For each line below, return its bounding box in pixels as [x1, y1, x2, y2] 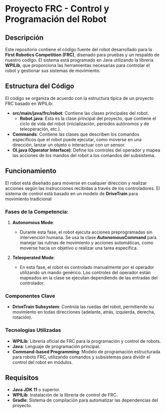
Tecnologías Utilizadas [5, 327, 61, 333]
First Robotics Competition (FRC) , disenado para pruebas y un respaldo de [5, 52, 160, 58]
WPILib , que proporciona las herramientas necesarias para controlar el [5, 63, 150, 68]
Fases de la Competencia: [5, 208, 69, 215]
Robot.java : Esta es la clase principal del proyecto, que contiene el [19, 115, 157, 121]
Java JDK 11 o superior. [12, 387, 60, 393]
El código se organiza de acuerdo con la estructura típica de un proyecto [5, 95, 154, 101]
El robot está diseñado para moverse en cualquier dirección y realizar [5, 180, 147, 186]
